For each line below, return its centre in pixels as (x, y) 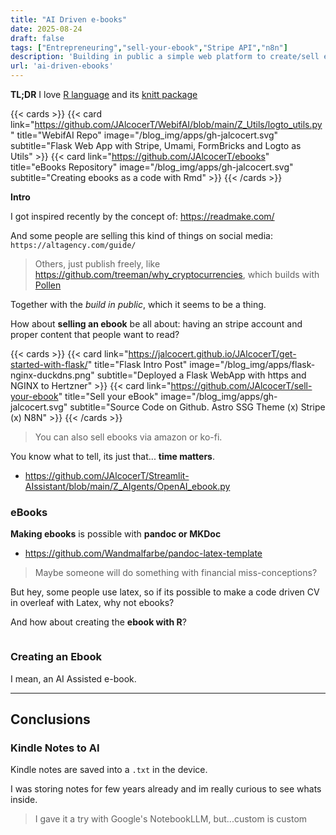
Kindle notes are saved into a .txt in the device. (109, 770)
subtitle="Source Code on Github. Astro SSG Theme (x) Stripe (197, 407)
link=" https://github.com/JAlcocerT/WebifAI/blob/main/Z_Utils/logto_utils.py (166, 124)
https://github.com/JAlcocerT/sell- (241, 385)
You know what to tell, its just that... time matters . (113, 456)
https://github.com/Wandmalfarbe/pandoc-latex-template (143, 553)
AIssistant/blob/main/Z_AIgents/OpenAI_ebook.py (127, 486)
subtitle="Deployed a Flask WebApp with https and (201, 375)
